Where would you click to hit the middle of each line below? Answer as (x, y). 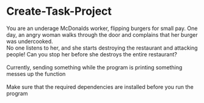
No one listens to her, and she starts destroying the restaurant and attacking (102, 48)
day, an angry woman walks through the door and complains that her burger (102, 34)
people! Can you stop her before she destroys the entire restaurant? (92, 54)
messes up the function (36, 74)
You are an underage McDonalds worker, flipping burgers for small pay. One (102, 28)
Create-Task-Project (59, 11)
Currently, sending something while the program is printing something (94, 67)
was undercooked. (30, 41)
